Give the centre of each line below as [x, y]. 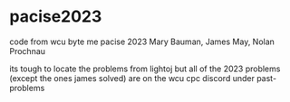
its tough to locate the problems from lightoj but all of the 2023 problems [145, 69]
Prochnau [28, 51]
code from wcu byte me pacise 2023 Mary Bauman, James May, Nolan [142, 42]
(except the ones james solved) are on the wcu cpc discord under [132, 78]
